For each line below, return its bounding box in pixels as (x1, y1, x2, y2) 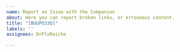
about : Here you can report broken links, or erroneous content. (6, 15, 175, 21)
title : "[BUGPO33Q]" (6, 20, 59, 26)
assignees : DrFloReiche (6, 31, 67, 37)
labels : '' (6, 25, 34, 32)
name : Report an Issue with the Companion (6, 8, 115, 15)
